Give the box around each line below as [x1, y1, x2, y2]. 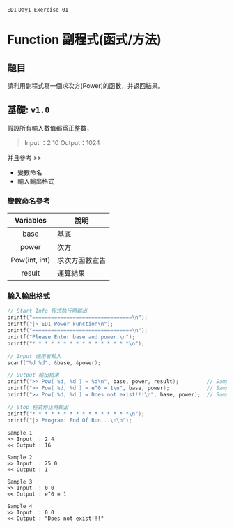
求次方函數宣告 [56, 255, 107, 265]
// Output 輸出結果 [7, 372, 60, 379]
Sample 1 [7, 429, 33, 436]
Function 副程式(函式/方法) [7, 32, 162, 47]
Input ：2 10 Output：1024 [24, 138, 101, 147]
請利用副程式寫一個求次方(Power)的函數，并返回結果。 [7, 82, 164, 89]
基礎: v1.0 [7, 104, 50, 116]
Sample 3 [7, 478, 33, 485]
